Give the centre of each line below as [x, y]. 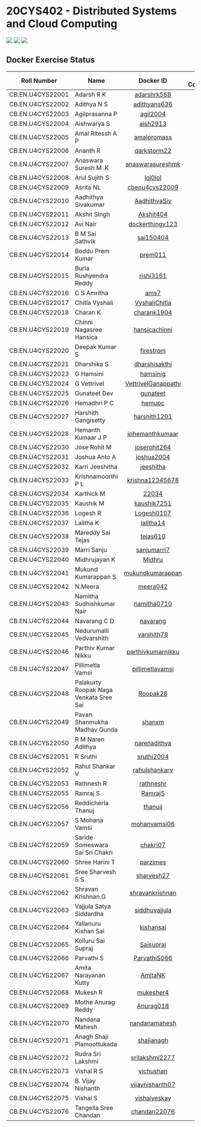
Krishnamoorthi [96, 476]
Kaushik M [89, 503]
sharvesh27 [153, 875]
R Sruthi [86, 756]
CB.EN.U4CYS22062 [39, 893]
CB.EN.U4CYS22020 [39, 351]
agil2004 [153, 114]
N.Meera [87, 587]
